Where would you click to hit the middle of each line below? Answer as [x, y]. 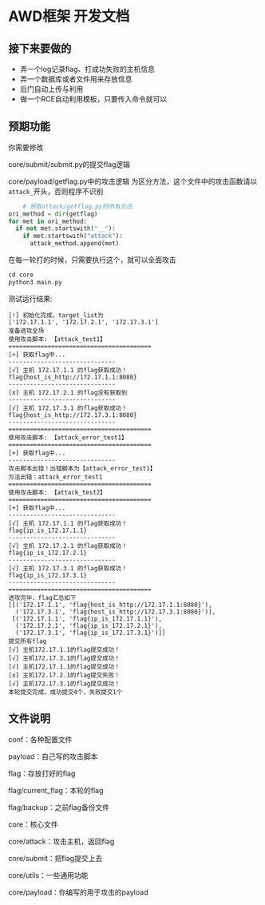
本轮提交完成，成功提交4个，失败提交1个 [65, 692]
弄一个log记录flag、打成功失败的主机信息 [87, 69]
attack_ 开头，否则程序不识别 [56, 191]
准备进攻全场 [26, 331]
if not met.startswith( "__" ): [65, 228]
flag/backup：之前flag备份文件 [59, 807]
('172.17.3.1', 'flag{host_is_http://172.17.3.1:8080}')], [116, 612]
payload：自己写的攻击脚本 [53, 756]
